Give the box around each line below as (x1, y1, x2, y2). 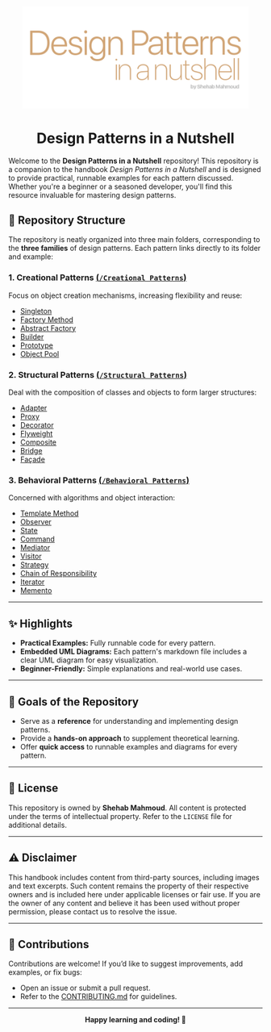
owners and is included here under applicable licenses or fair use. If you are (8, 889, 261, 899)
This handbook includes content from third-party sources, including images (8, 872, 260, 882)
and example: (8, 252, 54, 261)
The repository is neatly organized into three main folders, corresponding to (8, 235, 261, 244)
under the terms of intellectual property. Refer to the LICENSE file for (8, 811, 232, 821)
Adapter (19, 403, 48, 413)
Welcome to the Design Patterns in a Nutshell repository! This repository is (8, 156, 260, 165)
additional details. (8, 820, 67, 829)
